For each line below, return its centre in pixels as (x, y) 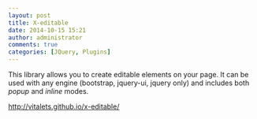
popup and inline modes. (48, 91)
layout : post (30, 15)
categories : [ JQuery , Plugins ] (60, 52)
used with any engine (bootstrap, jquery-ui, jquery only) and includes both (129, 83)
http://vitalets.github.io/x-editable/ (64, 106)
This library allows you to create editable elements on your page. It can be (128, 74)
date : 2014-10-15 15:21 (47, 30)
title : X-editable (38, 23)
